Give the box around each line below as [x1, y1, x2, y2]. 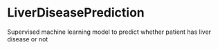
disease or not [7, 35, 48, 43]
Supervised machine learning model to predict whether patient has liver [7, 28, 212, 36]
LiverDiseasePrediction [7, 5, 145, 21]
